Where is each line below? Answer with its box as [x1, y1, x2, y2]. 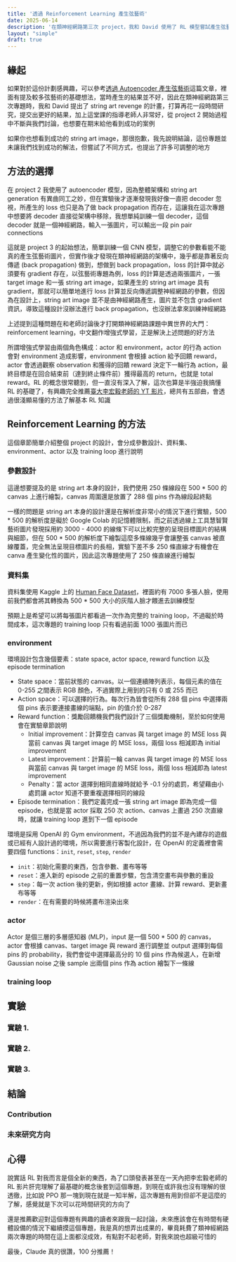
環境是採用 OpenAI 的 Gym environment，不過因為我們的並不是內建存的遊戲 [7, 830, 227, 839]
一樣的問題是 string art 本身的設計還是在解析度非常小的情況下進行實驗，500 [7, 507, 227, 515]
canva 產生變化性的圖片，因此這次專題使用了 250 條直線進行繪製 [7, 551, 195, 559]
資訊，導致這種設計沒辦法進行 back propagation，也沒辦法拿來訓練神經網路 [7, 304, 226, 313]
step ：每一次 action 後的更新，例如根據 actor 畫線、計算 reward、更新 [17, 880, 221, 888]
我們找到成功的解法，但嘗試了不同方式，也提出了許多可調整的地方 [19, 143, 211, 151]
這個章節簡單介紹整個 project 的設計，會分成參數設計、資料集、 [7, 438, 192, 447]
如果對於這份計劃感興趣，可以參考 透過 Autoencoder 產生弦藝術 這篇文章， [7, 84, 221, 92]
